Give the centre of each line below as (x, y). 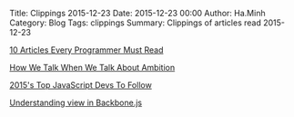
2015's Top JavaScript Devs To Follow (81, 85)
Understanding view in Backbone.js (76, 102)
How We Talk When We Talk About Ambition (92, 68)
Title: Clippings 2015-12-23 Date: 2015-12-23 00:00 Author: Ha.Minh (137, 13)
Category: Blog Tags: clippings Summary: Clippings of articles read (135, 23)
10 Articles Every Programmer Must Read (86, 50)
